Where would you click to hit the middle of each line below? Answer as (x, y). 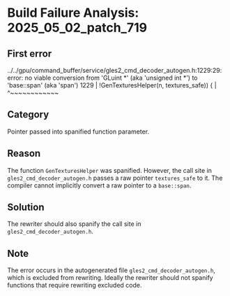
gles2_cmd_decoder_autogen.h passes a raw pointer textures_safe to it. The (115, 178)
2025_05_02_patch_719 (77, 28)
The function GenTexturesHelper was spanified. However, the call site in (110, 170)
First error (30, 54)
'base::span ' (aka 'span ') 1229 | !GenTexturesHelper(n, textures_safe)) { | (112, 85)
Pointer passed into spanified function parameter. (78, 132)
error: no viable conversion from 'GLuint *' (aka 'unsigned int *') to (102, 78)
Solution (26, 207)
